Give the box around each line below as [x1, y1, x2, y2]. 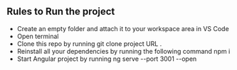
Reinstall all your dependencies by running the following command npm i [16, 47, 231, 55]
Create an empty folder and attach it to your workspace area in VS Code [16, 24, 229, 33]
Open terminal [16, 32, 59, 40]
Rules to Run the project [6, 6, 115, 18]
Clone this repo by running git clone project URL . [16, 39, 162, 48]
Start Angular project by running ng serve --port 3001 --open [16, 54, 197, 63]
